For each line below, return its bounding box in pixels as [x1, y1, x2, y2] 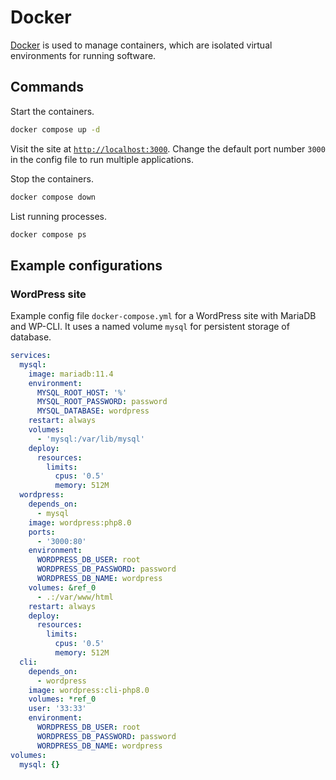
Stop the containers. [10, 172, 94, 185]
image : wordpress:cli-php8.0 [28, 685, 150, 695]
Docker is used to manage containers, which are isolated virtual [10, 39, 273, 51]
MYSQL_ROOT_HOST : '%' [36, 387, 128, 398]
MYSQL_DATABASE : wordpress [36, 406, 150, 416]
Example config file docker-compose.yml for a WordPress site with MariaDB [10, 310, 317, 322]
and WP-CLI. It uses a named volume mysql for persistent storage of [10, 321, 290, 333]
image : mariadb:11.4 [28, 369, 114, 379]
